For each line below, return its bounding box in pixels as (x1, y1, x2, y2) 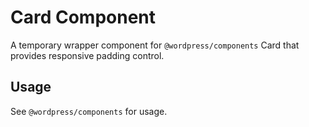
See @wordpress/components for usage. (10, 105, 168, 117)
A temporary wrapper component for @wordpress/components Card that (10, 39, 300, 51)
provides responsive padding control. (10, 49, 165, 61)
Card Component (10, 6, 157, 29)
